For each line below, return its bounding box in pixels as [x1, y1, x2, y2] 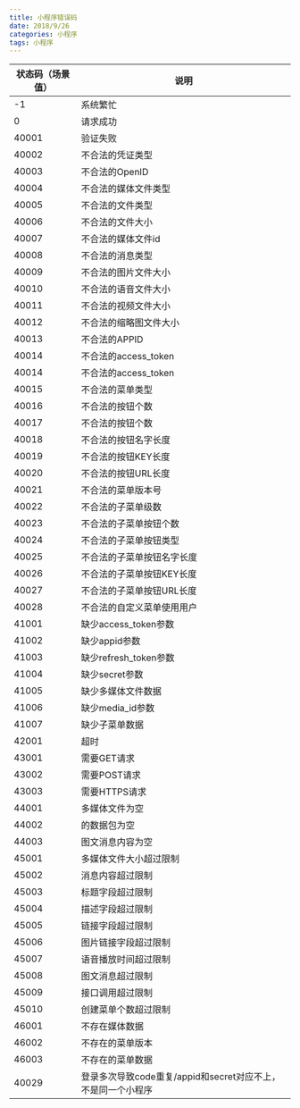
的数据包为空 [80, 819, 136, 832]
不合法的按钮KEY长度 [80, 450, 171, 463]
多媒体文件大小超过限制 [80, 852, 180, 865]
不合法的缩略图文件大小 [80, 316, 180, 329]
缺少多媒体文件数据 [80, 685, 162, 698]
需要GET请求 [80, 752, 136, 765]
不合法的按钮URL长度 [80, 467, 171, 480]
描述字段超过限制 [80, 903, 154, 916]
